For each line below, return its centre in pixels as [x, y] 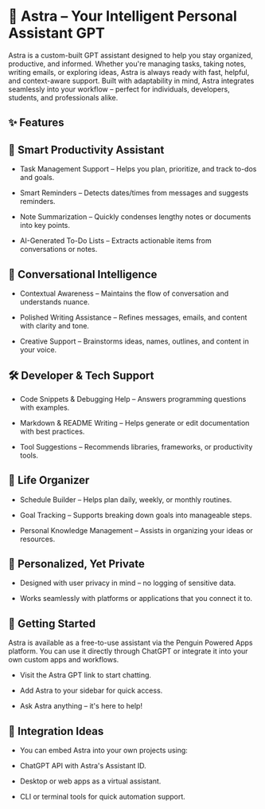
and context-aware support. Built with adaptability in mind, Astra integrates [131, 81]
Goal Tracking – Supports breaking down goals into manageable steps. [136, 515]
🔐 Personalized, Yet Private [76, 564]
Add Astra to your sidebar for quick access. [91, 691]
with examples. [45, 407]
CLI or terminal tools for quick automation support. [102, 797]
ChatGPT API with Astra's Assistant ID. [83, 766]
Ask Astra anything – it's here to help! [81, 706]
